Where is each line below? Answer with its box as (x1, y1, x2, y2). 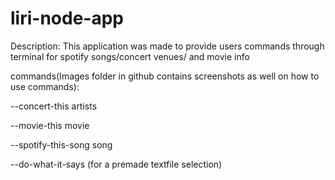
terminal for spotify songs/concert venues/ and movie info (10, 50, 250, 62)
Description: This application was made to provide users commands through (10, 40, 325, 52)
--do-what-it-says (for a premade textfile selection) (10, 158, 223, 170)
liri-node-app (10, 7, 124, 30)
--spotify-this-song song (10, 138, 113, 151)
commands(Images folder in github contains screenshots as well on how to (10, 70, 320, 82)
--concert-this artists (10, 100, 98, 112)
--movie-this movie (10, 119, 90, 131)
